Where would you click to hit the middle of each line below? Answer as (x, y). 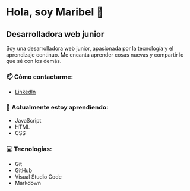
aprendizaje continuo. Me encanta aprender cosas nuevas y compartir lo (95, 55)
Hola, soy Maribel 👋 (55, 12)
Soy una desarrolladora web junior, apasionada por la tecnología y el (90, 48)
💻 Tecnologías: (29, 149)
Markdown (28, 183)
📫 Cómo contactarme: (39, 77)
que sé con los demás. (34, 61)
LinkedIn (25, 92)
